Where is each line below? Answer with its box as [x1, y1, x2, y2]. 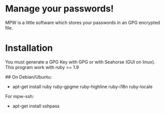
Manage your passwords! [5, 3, 114, 14]
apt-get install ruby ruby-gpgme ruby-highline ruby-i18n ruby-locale [12, 83, 153, 89]
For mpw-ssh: [5, 93, 34, 99]
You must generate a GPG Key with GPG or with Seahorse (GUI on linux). [5, 58, 155, 65]
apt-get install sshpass [12, 103, 60, 109]
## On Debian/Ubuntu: [5, 73, 52, 80]
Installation [5, 42, 53, 54]
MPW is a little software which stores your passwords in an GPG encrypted [5, 19, 160, 25]
